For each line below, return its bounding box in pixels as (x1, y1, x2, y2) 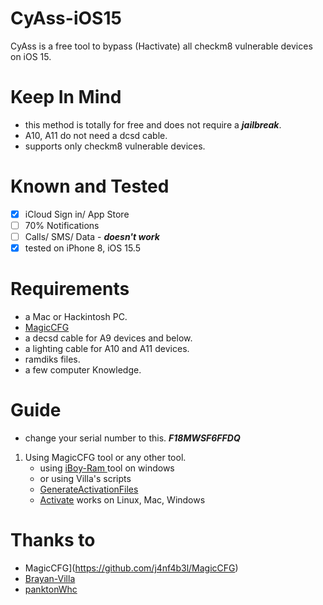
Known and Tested (10, 175, 170, 198)
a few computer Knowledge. (24, 364, 142, 376)
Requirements (10, 278, 130, 301)
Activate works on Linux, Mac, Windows (39, 493, 206, 506)
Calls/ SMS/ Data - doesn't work (24, 230, 160, 242)
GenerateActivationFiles (39, 483, 139, 495)
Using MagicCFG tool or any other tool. (24, 451, 187, 463)
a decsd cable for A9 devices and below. (24, 332, 193, 344)
